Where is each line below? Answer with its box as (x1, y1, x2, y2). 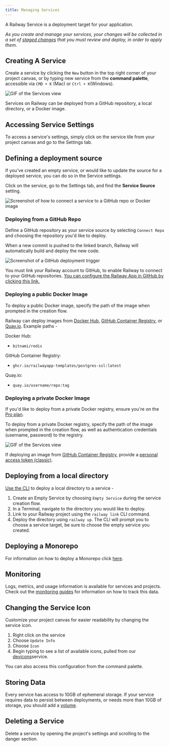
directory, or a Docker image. (5, 106, 66, 112)
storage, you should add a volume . (5, 702, 77, 709)
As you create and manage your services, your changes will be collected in (5, 31, 162, 37)
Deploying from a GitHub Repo (5, 216, 81, 223)
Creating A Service (5, 57, 67, 65)
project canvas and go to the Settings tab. (5, 139, 92, 145)
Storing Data (5, 678, 46, 687)
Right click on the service (12, 632, 66, 638)
